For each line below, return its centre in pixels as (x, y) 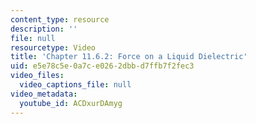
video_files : (37, 76)
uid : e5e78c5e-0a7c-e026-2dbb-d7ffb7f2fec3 (102, 66)
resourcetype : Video (53, 47)
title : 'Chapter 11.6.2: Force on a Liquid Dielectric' (129, 57)
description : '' (44, 29)
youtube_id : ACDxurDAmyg (71, 103)
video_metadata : (44, 94)
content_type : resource (60, 19)
